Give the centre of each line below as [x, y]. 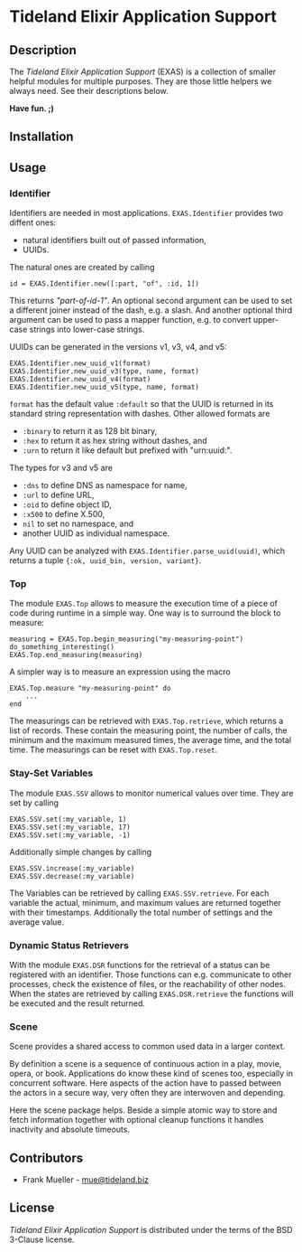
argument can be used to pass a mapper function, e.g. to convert [130, 320]
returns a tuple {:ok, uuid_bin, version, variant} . [105, 560]
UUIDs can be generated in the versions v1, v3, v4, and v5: [118, 347]
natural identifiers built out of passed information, [114, 240]
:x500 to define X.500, [64, 514]
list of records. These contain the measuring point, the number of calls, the [148, 730]
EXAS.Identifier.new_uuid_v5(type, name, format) [105, 387]
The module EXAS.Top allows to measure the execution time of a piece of [143, 604]
